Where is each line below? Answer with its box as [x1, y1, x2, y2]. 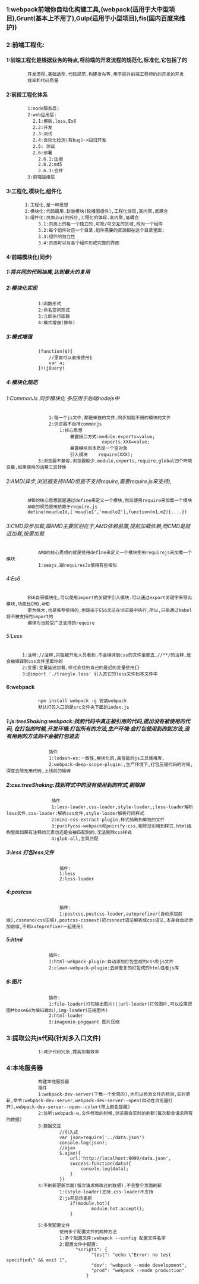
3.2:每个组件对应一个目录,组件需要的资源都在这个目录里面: [37, 228, 165, 234]
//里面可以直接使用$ [48, 355, 93, 361]
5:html [6, 936, 23, 943]
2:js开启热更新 [59, 1195, 93, 1202]
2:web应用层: [27, 112, 57, 118]
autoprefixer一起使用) [30, 923, 84, 929]
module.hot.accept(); [91, 1206, 145, 1212]
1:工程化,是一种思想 [24, 202, 68, 208]
